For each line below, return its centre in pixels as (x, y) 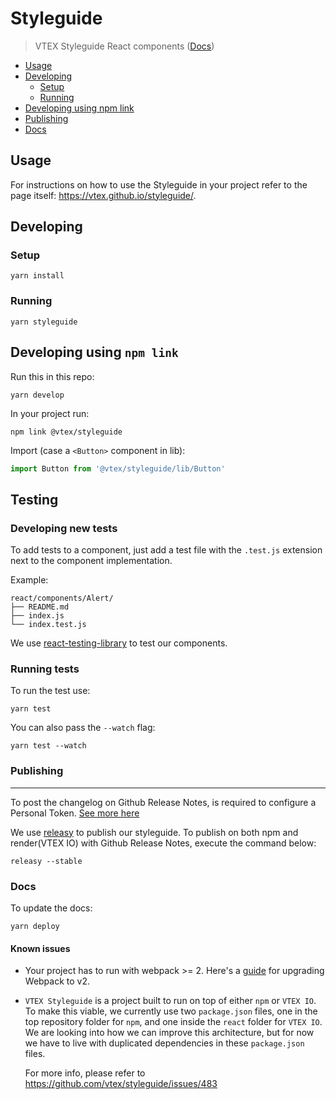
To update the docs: (51, 908)
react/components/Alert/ (62, 598)
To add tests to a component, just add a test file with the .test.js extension (166, 550)
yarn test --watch (48, 746)
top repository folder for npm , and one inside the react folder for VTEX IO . (173, 1022)
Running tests (45, 669)
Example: (29, 580)
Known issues (40, 948)
